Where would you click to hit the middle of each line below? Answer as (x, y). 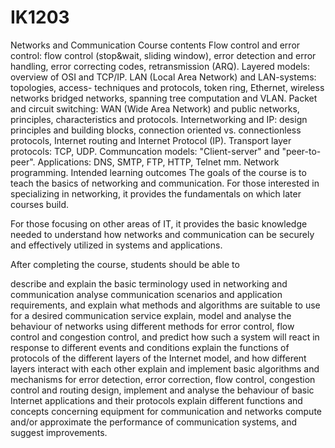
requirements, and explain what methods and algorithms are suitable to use (165, 305)
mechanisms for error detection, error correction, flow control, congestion (163, 379)
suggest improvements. (59, 432)
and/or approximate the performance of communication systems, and (154, 422)
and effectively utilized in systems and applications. (116, 245)
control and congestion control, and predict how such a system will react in (165, 337)
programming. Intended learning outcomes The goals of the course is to (158, 172)
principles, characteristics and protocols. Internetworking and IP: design (159, 119)
